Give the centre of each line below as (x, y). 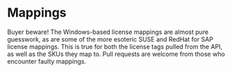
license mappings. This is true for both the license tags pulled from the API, (115, 46)
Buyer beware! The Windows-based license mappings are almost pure (108, 32)
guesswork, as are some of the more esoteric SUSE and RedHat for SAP (110, 39)
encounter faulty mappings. (47, 61)
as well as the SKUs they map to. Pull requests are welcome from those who (116, 54)
